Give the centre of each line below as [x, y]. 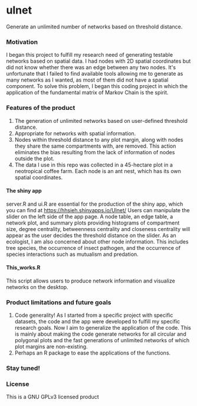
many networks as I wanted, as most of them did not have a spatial [87, 80]
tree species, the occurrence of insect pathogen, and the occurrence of [93, 248]
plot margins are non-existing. [51, 347]
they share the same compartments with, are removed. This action [95, 146]
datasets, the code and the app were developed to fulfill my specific [97, 321]
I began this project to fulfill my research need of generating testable [89, 55]
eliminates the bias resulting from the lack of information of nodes [95, 152]
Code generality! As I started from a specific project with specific [94, 315]
